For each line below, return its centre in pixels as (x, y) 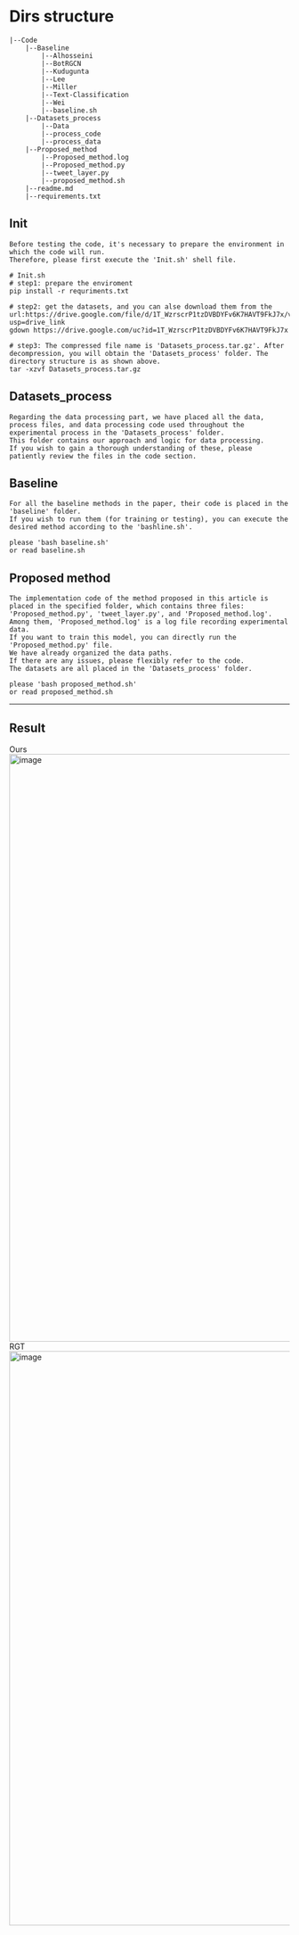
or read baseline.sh (48, 550)
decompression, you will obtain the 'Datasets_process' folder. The (139, 353)
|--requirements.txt (63, 196)
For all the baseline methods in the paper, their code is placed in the (149, 504)
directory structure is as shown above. (85, 361)
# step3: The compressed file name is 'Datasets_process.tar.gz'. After (147, 345)
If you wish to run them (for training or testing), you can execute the (149, 519)
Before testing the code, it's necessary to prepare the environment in (147, 244)
